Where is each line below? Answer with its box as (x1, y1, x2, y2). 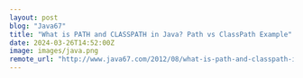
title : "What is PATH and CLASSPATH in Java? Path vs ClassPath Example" (9, 30, 293, 39)
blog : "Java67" (9, 22, 67, 30)
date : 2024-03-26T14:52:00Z (9, 38, 115, 48)
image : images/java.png (9, 47, 99, 56)
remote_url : (9, 55, 54, 64)
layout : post (9, 13, 59, 22)
